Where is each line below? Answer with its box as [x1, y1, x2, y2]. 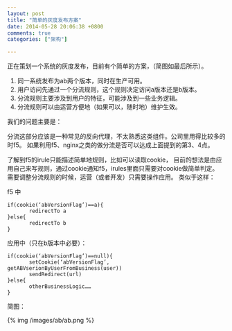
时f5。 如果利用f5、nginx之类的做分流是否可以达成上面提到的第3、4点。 [7, 141, 214, 149]
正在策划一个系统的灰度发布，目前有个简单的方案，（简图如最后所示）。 [7, 62, 208, 70]
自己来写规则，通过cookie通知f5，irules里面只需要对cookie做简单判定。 [12, 164, 219, 173]
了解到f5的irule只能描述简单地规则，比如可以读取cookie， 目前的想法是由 [7, 155, 216, 164]
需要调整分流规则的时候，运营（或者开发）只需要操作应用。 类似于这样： [7, 173, 215, 181]
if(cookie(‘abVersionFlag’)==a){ [7, 202, 104, 209]
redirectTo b [28, 220, 67, 227]
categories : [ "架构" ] [7, 36, 68, 43]
